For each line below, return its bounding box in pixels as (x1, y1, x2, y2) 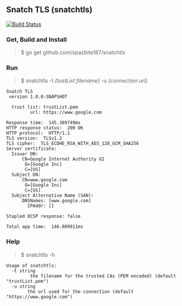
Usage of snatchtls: (6, 263, 58, 269)
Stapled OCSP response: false (6, 213, 81, 219)
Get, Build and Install (6, 35, 67, 43)
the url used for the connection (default (27, 288, 134, 295)
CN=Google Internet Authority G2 (21, 156, 105, 162)
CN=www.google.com (21, 177, 68, 183)
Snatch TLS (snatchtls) (6, 5, 93, 15)
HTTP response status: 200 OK (6, 125, 84, 131)
